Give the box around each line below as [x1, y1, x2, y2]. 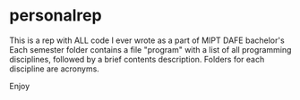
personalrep [9, 5, 102, 26]
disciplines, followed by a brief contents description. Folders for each [9, 54, 265, 64]
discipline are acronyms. [9, 63, 100, 74]
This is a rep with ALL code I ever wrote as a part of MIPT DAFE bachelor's [9, 35, 285, 46]
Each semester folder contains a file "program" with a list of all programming [9, 44, 292, 54]
